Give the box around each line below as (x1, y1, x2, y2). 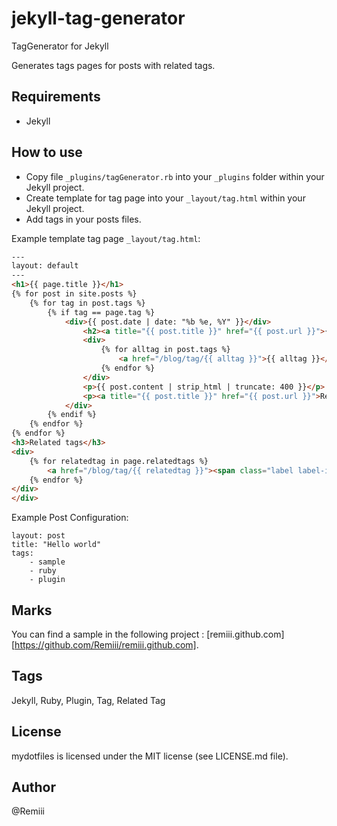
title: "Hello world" (11, 540, 102, 550)
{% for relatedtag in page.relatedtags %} (29, 456, 209, 466)
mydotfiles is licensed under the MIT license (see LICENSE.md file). (11, 750, 289, 762)
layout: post (11, 531, 66, 541)
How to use (11, 144, 83, 161)
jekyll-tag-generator (11, 7, 186, 30)
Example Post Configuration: (11, 512, 129, 524)
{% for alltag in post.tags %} (100, 345, 231, 355)
